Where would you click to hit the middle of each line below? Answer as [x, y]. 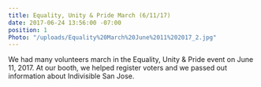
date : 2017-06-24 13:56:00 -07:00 [65, 23]
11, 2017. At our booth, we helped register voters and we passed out [117, 68]
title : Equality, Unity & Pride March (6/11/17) [89, 15]
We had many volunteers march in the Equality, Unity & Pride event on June [131, 60]
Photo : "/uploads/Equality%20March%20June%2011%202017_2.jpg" [112, 37]
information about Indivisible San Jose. [71, 76]
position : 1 [28, 30]
